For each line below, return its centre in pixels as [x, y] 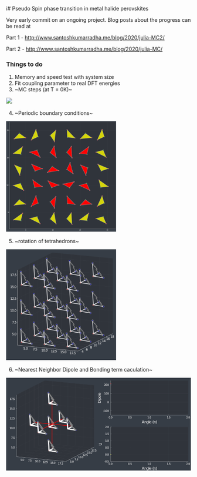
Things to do [24, 64]
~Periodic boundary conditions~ [54, 113]
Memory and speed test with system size [64, 77]
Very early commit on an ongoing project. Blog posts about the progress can [98, 20]
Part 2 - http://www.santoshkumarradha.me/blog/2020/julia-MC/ [84, 49]
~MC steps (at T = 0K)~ [43, 90]
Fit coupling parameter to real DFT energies [67, 83]
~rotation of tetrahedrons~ [47, 241]
